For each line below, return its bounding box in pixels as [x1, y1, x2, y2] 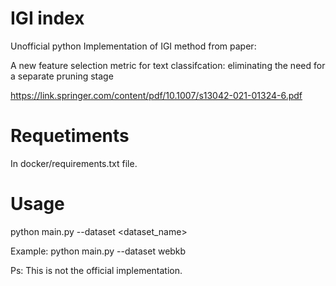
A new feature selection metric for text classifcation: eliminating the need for [10, 59, 326, 71]
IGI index [10, 7, 85, 30]
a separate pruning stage [10, 70, 114, 82]
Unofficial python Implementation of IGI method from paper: [10, 40, 257, 52]
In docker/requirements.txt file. [10, 157, 138, 169]
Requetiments [10, 125, 130, 147]
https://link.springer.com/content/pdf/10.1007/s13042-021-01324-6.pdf [10, 89, 303, 101]
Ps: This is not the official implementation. [10, 264, 183, 276]
